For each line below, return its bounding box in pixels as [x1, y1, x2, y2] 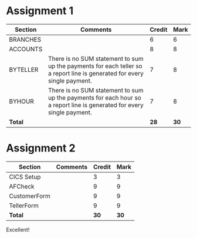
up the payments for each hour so [47, 93, 142, 101]
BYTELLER [9, 65, 39, 74]
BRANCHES [9, 35, 42, 44]
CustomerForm [9, 191, 51, 200]
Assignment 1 [6, 4, 74, 18]
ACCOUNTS [9, 45, 43, 53]
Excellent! [6, 226, 30, 233]
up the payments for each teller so [47, 62, 142, 70]
